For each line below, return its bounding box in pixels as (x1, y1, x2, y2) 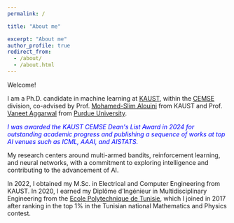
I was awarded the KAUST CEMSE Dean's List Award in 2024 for (7, 122, 195, 131)
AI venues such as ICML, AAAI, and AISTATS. (7, 137, 139, 145)
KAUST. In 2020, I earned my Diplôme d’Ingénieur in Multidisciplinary (7, 187, 207, 195)
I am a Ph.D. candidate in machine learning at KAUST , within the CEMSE (7, 94, 215, 102)
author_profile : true (7, 42, 71, 49)
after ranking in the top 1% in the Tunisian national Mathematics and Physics (7, 201, 227, 210)
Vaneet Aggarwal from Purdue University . (7, 109, 128, 117)
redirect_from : (7, 48, 52, 56)
